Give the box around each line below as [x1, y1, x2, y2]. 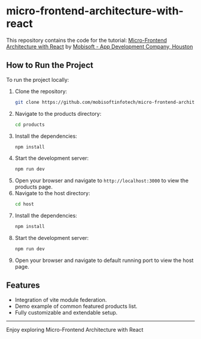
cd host [14, 201, 34, 207]
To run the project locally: [6, 76, 69, 83]
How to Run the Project [6, 60, 94, 70]
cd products [14, 121, 45, 128]
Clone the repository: [14, 88, 68, 95]
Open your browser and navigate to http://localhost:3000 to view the [14, 177, 189, 184]
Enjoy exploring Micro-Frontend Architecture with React [6, 326, 144, 333]
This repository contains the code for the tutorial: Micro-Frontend [6, 36, 167, 44]
